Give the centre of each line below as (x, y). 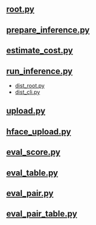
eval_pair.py (30, 193)
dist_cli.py (27, 92)
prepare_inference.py (48, 30)
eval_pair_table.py (42, 214)
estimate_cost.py (40, 51)
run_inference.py (40, 71)
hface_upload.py (39, 132)
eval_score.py (33, 152)
